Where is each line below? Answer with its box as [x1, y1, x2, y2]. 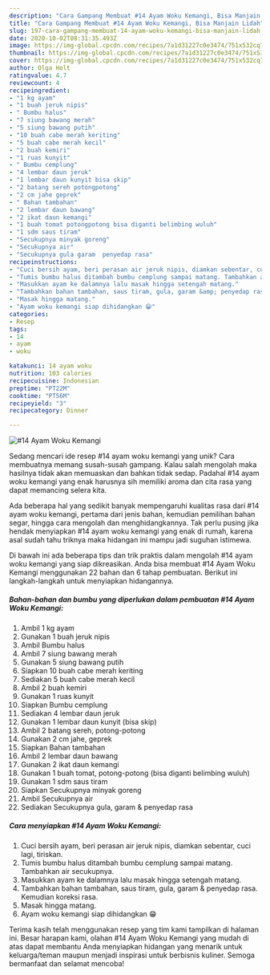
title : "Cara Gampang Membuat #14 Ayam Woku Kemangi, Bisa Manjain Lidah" [9, 19, 264, 27]
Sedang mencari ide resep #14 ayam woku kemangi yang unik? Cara [9, 451, 235, 461]
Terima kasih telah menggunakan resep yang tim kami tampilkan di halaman [9, 924, 260, 935]
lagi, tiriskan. [20, 850, 63, 859]
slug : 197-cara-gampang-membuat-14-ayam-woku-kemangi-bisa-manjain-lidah [9, 26, 261, 35]
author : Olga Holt [9, 64, 71, 72]
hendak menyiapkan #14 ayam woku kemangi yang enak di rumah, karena [9, 526, 253, 536]
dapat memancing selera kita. [9, 485, 107, 495]
